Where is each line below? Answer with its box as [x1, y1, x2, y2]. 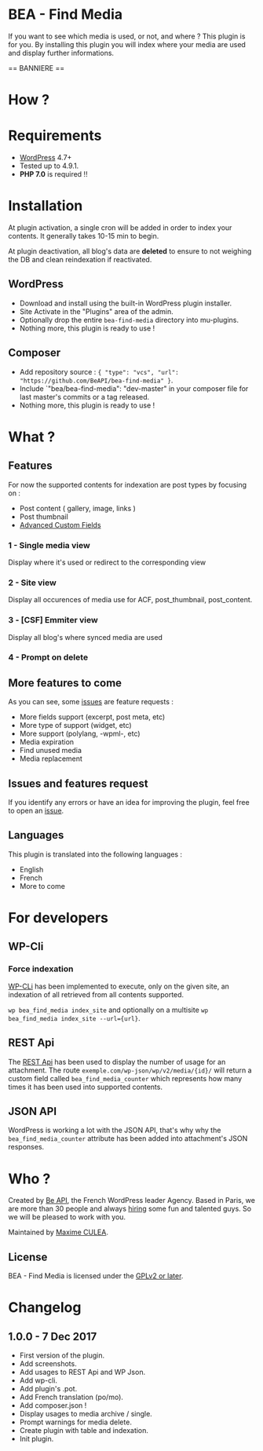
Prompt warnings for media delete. [19, 1417, 132, 1427]
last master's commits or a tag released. [19, 392, 150, 401]
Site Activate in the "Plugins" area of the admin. [19, 306, 174, 316]
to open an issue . [8, 806, 64, 816]
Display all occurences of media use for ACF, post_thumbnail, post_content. [8, 595, 253, 605]
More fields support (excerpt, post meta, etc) [19, 712, 166, 722]
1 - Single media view [8, 539, 90, 550]
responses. [8, 1142, 45, 1152]
